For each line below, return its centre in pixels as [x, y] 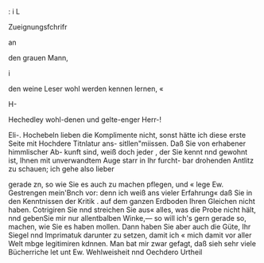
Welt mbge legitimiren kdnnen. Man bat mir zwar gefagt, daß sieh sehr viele [132, 243]
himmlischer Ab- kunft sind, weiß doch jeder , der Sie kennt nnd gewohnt [128, 152]
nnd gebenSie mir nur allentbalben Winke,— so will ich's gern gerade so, [127, 218]
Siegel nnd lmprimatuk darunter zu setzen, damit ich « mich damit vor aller [130, 235]
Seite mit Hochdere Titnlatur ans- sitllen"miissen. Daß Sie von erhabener [127, 143]
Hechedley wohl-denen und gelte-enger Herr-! [85, 120]
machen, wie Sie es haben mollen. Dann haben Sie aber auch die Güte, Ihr [130, 227]
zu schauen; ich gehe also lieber [62, 169]
